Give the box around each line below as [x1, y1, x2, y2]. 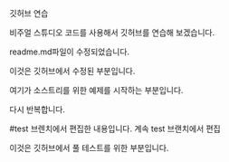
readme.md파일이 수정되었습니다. [9, 46, 129, 57]
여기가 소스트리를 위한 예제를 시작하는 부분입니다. [9, 85, 184, 95]
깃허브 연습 [9, 8, 49, 18]
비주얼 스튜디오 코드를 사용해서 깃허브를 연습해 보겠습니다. [9, 27, 215, 38]
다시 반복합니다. [9, 104, 66, 115]
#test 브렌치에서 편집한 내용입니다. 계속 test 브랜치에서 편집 [9, 123, 221, 134]
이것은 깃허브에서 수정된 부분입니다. [9, 66, 136, 76]
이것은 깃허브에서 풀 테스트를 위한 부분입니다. [9, 143, 169, 153]
